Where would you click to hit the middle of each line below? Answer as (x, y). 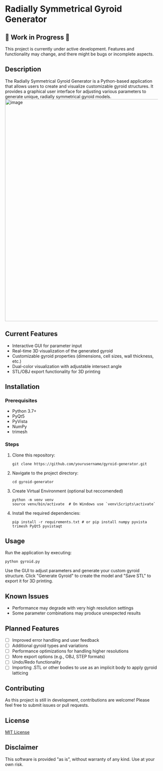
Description (23, 69)
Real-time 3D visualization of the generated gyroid (62, 350)
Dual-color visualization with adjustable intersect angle (67, 366)
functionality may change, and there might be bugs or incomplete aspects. (80, 54)
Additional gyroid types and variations (50, 646)
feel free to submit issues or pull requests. (47, 705)
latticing (20, 673)
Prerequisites (21, 401)
